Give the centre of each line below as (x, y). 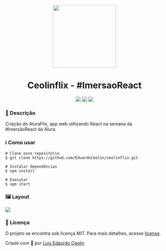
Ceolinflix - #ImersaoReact (85, 86)
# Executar (17, 180)
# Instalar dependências (31, 166)
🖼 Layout (17, 197)
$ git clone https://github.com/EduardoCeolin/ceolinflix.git (72, 158)
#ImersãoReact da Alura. (31, 129)
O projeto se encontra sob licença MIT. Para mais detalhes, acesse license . (83, 233)
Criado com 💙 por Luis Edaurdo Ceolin (45, 243)
